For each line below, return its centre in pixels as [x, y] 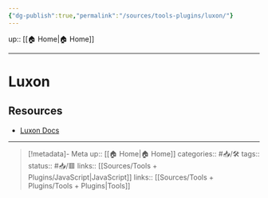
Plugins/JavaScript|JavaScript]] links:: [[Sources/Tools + [120, 177]
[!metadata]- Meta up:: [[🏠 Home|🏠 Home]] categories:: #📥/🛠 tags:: [144, 153]
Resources [35, 111]
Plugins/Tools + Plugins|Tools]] [79, 185]
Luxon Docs [39, 130]
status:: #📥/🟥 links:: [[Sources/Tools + [93, 165]
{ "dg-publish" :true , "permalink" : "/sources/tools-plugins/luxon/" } [121, 16]
